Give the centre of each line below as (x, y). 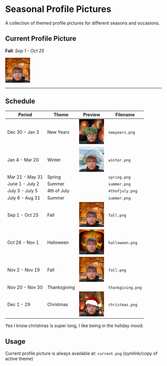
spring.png (120, 177)
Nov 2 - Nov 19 (24, 270)
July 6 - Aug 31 (24, 197)
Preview (91, 115)
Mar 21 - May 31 (25, 177)
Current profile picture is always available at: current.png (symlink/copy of (81, 354)
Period (25, 115)
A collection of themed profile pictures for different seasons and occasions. (83, 23)
